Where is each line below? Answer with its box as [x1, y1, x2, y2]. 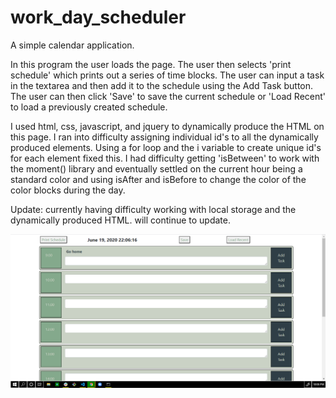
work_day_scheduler [10, 6, 187, 29]
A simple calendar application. [10, 39, 135, 51]
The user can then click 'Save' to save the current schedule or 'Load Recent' [10, 90, 326, 102]
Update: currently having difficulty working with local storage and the [10, 203, 297, 215]
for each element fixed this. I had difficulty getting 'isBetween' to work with [10, 152, 320, 164]
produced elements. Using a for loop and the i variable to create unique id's [10, 141, 322, 153]
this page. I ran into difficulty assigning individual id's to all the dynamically [10, 131, 319, 143]
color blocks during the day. [10, 184, 126, 196]
